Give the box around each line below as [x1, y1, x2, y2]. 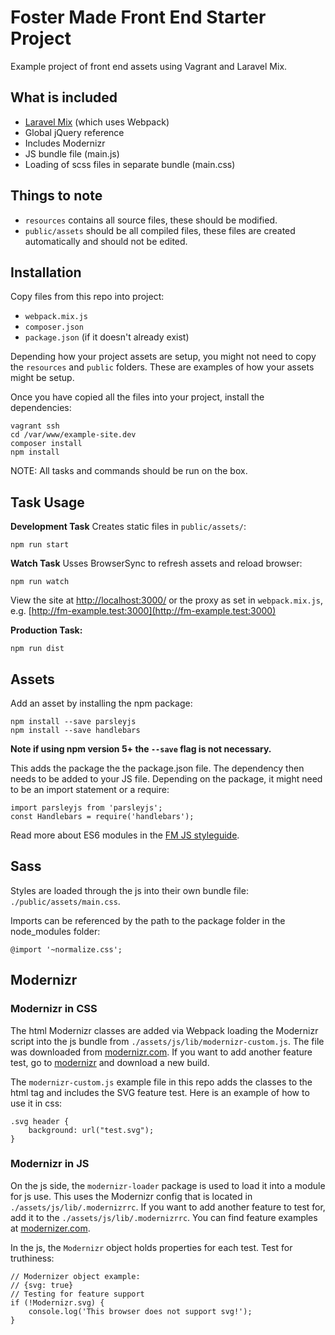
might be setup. [10, 372, 75, 384]
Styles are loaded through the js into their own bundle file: [10, 884, 249, 896]
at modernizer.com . [10, 1222, 91, 1234]
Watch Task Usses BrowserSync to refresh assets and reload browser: [10, 557, 303, 570]
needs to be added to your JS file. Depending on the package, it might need [10, 773, 323, 785]
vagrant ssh [10, 421, 60, 431]
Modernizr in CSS [10, 1002, 98, 1016]
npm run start [10, 540, 70, 550]
